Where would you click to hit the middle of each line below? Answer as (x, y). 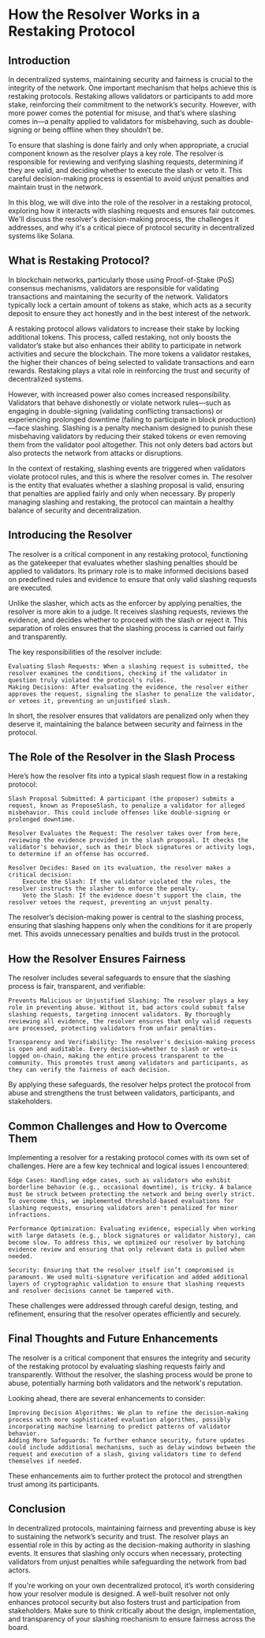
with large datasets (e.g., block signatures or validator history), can (132, 1236)
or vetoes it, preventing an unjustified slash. (90, 701)
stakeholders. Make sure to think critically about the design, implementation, (132, 1610)
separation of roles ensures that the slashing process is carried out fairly (126, 628)
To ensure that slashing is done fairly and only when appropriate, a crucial (129, 145)
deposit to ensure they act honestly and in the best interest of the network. (129, 313)
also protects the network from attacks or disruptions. (96, 453)
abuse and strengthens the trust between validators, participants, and (121, 1093)
